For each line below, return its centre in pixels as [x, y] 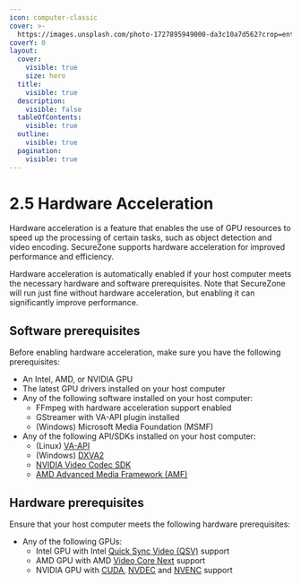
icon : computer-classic [54, 17]
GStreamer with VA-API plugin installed [107, 417]
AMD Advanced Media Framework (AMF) [112, 475]
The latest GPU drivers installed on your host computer [124, 389]
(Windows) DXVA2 [70, 455]
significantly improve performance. [74, 303]
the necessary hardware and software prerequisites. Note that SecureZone [148, 284]
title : [30, 84]
